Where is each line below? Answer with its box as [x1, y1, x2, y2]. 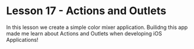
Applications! [6, 36, 39, 43]
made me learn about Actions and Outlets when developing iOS [6, 30, 162, 37]
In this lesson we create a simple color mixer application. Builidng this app [6, 24, 188, 31]
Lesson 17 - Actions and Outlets [6, 4, 167, 18]
